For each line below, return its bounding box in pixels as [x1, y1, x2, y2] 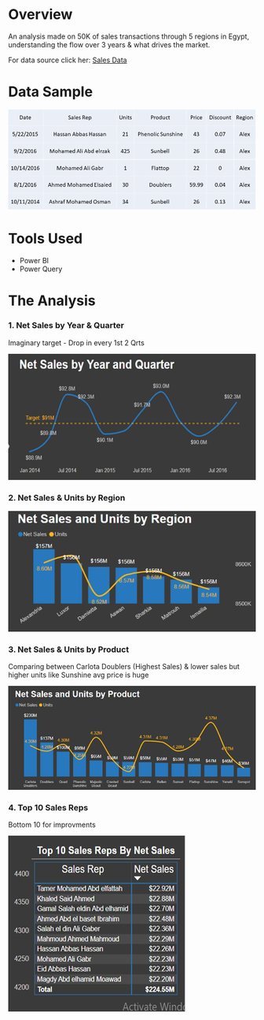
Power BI [19, 256, 49, 266]
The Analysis [8, 292, 96, 310]
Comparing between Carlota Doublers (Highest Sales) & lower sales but [8, 662, 240, 672]
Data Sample [8, 83, 93, 101]
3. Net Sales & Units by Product [8, 644, 130, 655]
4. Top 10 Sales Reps [8, 802, 89, 813]
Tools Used [8, 230, 83, 248]
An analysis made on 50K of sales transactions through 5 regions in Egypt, [8, 32, 250, 41]
